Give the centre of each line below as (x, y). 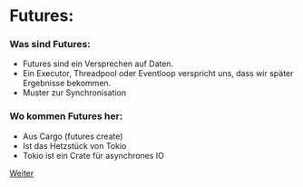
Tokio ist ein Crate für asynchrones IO (93, 155)
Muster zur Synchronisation (74, 93)
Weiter (22, 172)
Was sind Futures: (50, 44)
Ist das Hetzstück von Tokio (74, 145)
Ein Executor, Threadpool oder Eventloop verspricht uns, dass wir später (158, 74)
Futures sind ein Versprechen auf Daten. (98, 64)
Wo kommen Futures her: (66, 116)
